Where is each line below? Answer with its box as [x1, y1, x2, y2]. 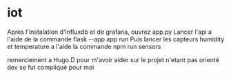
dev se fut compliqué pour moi [7, 63, 94, 71]
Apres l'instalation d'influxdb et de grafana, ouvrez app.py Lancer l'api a [7, 28, 212, 36]
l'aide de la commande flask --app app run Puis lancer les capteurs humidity [7, 35, 225, 43]
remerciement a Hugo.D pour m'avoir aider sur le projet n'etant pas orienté [7, 55, 219, 64]
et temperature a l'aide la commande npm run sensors [7, 42, 161, 50]
